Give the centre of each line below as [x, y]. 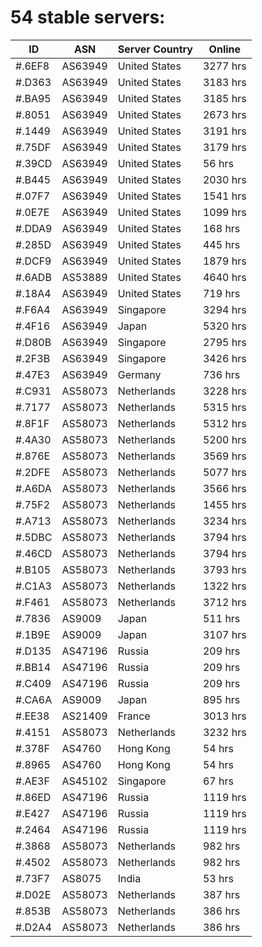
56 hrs [218, 163]
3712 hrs [224, 602]
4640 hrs [224, 277]
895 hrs [221, 699]
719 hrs [221, 293]
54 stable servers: [88, 17]
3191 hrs [224, 131]
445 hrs [221, 244]
